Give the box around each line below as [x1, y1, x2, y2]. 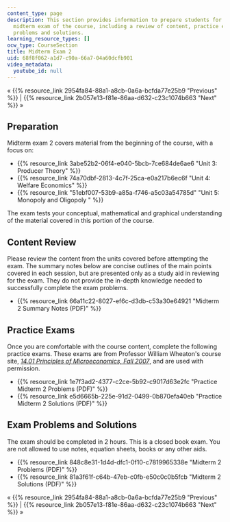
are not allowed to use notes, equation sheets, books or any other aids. [7, 444, 207, 453]
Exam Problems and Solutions [7, 419, 138, 431]
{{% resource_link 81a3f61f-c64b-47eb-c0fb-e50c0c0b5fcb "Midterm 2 [16, 473, 221, 481]
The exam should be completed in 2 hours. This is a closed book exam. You [7, 437, 220, 446]
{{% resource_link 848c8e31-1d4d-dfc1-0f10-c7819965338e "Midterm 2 [16, 458, 222, 466]
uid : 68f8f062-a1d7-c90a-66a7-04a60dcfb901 [7, 55, 133, 62]
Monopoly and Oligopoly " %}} [16, 196, 104, 204]
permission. [7, 364, 40, 372]
